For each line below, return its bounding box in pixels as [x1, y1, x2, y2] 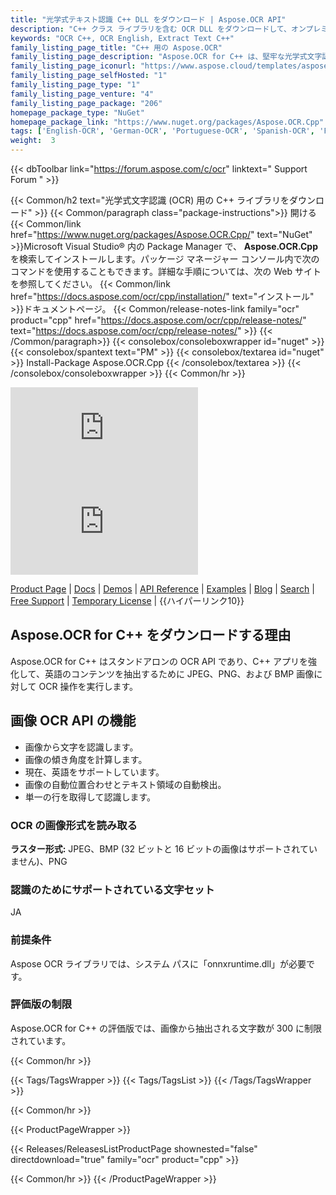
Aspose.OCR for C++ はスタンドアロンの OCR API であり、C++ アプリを [10, 655, 309, 667]
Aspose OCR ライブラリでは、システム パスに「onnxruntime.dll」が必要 [10, 957, 307, 970]
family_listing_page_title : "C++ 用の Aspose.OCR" [10, 42, 223, 53]
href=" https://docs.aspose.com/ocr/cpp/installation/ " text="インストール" [10, 291, 315, 302]
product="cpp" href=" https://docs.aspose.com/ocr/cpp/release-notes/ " [10, 314, 307, 326]
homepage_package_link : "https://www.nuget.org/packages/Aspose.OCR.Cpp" [10, 117, 325, 127]
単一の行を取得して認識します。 [24, 791, 156, 803]
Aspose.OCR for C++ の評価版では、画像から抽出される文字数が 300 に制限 [10, 1022, 323, 1034]
